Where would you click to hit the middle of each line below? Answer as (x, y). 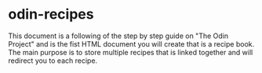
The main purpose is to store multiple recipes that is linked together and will (131, 52)
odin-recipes (51, 14)
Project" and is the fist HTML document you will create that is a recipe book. (131, 43)
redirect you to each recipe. (53, 61)
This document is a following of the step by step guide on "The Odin (118, 36)
